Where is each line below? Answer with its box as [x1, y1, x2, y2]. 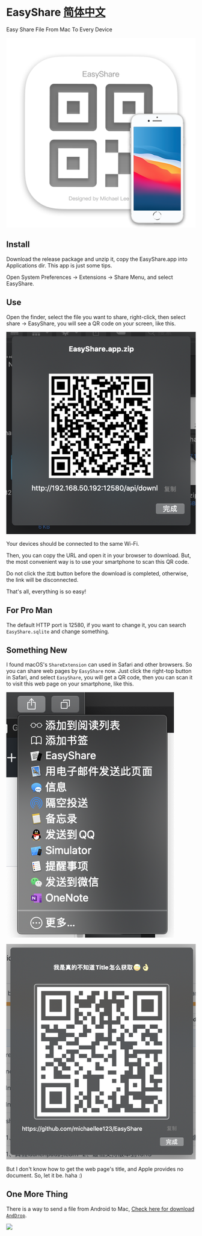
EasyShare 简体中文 [6, 5, 106, 19]
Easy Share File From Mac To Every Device [6, 25, 112, 33]
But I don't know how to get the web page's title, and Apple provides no [6, 1165, 184, 1172]
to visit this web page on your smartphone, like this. [6, 680, 134, 687]
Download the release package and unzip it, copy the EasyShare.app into [6, 255, 188, 263]
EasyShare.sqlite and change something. [6, 628, 109, 635]
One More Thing [6, 1189, 68, 1199]
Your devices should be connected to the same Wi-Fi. [6, 540, 139, 547]
